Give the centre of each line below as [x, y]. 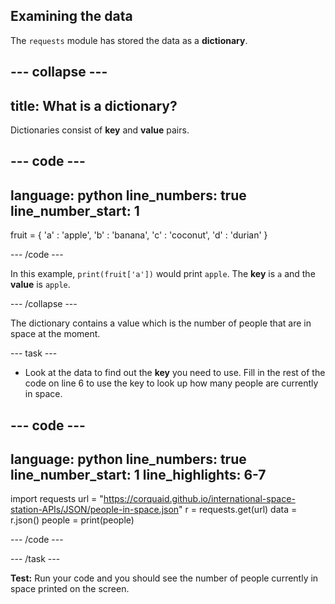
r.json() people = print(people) [72, 520]
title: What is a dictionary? [94, 105]
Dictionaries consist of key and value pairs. [100, 130]
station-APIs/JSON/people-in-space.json [95, 510]
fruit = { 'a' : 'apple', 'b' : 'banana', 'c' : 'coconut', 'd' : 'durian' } [139, 235]
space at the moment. [55, 334]
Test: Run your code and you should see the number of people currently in [164, 578]
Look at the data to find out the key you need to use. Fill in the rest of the [175, 373]
